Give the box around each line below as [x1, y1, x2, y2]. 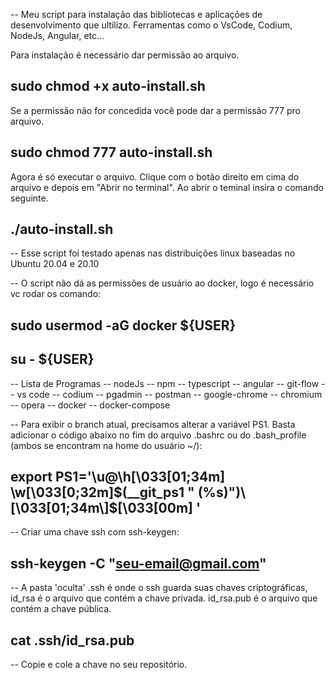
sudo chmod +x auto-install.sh [10, 78, 206, 95]
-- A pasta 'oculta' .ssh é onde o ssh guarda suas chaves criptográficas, [10, 582, 308, 594]
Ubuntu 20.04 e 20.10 [10, 258, 100, 270]
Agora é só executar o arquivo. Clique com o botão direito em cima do [10, 170, 300, 183]
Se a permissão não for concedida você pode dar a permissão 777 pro [10, 104, 302, 116]
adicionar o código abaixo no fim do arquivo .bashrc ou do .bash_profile [10, 429, 307, 441]
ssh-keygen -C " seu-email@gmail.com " [10, 555, 267, 572]
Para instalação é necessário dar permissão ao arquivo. [10, 49, 240, 61]
